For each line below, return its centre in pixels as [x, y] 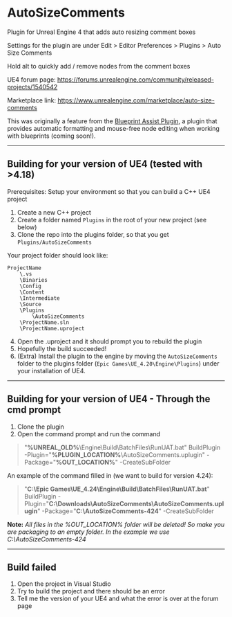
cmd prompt [34, 410]
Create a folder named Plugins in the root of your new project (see [112, 220]
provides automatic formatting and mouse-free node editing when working [113, 128]
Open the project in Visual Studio [64, 584]
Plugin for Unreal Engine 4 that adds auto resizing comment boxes [101, 32]
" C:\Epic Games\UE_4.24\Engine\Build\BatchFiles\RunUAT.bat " [117, 489]
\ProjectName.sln [45, 322]
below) [27, 227]
